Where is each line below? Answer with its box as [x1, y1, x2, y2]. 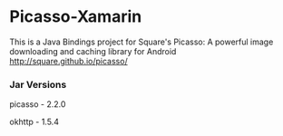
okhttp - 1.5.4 [9, 116, 59, 128]
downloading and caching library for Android [9, 45, 177, 56]
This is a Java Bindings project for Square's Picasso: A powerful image [9, 36, 274, 47]
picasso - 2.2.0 [9, 99, 66, 110]
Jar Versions [9, 78, 67, 91]
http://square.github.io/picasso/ [9, 55, 129, 66]
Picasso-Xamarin [9, 6, 142, 27]
